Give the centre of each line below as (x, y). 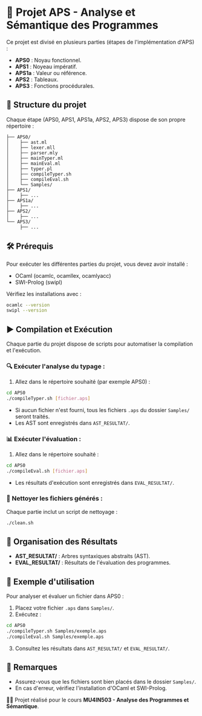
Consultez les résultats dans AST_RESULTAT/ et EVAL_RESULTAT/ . (92, 648)
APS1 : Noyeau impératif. (46, 67)
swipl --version (27, 310)
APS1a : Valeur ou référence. (51, 73)
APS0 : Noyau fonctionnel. (48, 60)
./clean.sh (20, 523)
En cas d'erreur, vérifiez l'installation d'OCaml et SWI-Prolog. (91, 688)
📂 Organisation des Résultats (62, 541)
